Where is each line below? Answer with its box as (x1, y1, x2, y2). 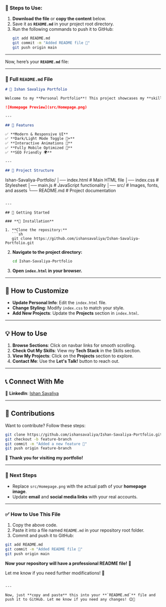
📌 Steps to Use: (5, 4, 43, 11)
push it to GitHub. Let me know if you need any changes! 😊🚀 (5, 597, 135, 602)
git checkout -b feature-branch (5, 437, 72, 441)
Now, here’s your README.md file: (5, 58, 69, 64)
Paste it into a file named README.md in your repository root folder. (12, 527, 145, 533)
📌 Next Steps (5, 472, 37, 479)
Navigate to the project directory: (12, 249, 83, 255)
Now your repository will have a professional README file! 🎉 (5, 560, 132, 566)
